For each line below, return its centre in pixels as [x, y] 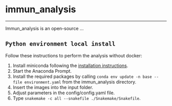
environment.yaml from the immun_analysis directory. [80, 82]
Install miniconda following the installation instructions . [70, 66]
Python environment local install [60, 44]
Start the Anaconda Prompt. [42, 71]
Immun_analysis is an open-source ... [45, 28]
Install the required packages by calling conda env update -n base [82, 76]
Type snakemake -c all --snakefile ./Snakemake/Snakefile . [77, 98]
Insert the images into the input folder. [53, 87]
